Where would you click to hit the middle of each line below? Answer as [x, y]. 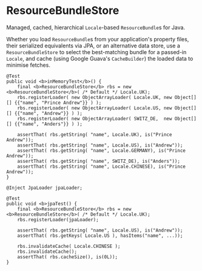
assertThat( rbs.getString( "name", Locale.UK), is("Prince [95, 134]
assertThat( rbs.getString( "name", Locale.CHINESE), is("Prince [102, 166]
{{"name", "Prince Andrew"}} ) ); [58, 103]
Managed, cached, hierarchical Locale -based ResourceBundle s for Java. [96, 27]
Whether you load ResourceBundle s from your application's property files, [98, 39]
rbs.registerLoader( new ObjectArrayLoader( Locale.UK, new [95, 97]
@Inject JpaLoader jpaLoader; [45, 188]
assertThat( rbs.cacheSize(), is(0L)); [68, 257]
